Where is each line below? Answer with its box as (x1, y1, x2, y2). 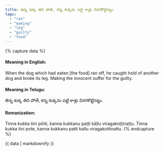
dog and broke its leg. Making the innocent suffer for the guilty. (5, 75, 133, 81)
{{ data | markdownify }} (5, 141, 55, 147)
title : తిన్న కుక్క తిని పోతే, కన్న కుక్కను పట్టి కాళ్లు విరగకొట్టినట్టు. (5, 7, 115, 12)
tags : (5, 12, 16, 17)
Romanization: (5, 110, 36, 116)
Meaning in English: (5, 59, 47, 65)
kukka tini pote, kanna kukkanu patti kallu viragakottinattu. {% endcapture (5, 126, 155, 132)
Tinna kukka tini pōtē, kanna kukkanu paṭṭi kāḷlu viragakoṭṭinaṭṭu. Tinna (5, 121, 148, 126)
